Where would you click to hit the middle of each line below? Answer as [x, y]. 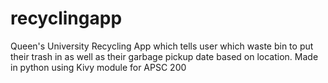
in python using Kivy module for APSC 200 [98, 67]
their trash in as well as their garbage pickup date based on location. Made [164, 56]
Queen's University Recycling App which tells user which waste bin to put [162, 46]
